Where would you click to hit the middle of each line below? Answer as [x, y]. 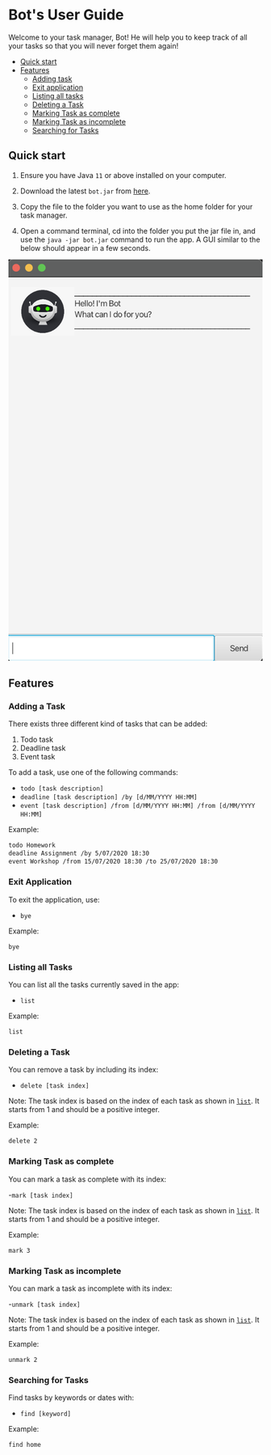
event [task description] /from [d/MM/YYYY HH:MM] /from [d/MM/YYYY [138, 806]
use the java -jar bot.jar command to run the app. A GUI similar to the [140, 239]
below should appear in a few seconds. [85, 247]
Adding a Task [37, 707]
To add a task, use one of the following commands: [94, 772]
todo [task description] [62, 789]
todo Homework [32, 846]
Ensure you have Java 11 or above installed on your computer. [123, 175]
